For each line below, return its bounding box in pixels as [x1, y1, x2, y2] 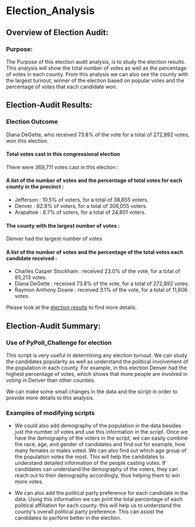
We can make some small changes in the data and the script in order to [6, 388, 177, 395]
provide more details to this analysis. [6, 394, 95, 402]
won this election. [6, 137, 49, 144]
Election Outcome [6, 118, 59, 126]
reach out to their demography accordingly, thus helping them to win [14, 472, 180, 479]
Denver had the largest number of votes [6, 235, 102, 242]
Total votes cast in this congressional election [6, 150, 120, 158]
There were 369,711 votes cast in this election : [6, 163, 119, 170]
